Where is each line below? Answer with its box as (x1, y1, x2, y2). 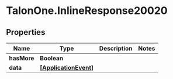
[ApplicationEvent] (40, 64, 94, 71)
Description (99, 45, 133, 52)
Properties (6, 27, 46, 37)
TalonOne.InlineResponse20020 (6, 4, 168, 17)
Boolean (40, 54, 64, 62)
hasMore (9, 54, 34, 62)
